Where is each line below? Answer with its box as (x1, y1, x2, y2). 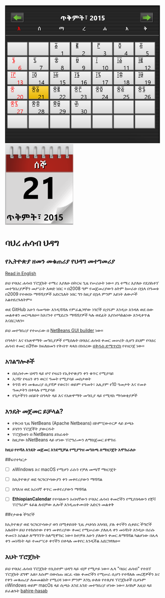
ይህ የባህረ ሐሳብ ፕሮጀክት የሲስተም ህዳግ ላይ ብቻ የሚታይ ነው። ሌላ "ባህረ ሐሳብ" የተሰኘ (5, 565, 151, 572)
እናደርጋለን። (5, 317, 25, 323)
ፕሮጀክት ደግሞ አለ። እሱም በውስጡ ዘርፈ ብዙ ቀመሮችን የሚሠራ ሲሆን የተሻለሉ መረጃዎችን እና (5, 571, 160, 577)
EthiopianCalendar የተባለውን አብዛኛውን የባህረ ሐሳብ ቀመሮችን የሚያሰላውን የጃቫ (12, 496, 156, 502)
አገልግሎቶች (5, 357, 35, 365)
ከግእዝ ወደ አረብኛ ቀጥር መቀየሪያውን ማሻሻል (12, 486, 87, 492)
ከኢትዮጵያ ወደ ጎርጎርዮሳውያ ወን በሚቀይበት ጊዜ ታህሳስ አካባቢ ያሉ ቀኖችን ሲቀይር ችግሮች (5, 521, 152, 528)
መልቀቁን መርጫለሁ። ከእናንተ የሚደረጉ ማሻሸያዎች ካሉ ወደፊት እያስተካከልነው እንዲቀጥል (5, 312, 150, 318)
